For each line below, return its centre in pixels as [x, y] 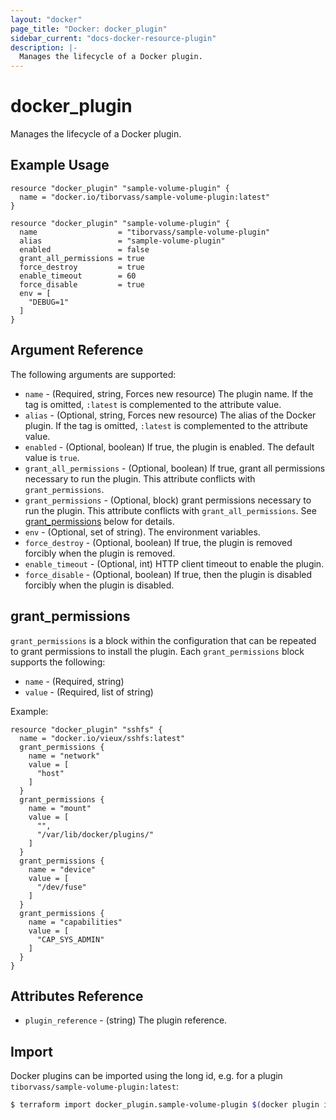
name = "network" [64, 756]
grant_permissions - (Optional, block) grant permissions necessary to [168, 500]
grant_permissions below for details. [99, 521]
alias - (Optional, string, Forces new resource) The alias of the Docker [170, 415]
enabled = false [84, 249]
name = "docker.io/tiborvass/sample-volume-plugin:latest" [145, 197]
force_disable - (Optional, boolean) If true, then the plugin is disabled [168, 574]
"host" [50, 773]
